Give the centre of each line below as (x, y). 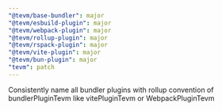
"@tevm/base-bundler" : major (56, 15)
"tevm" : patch (32, 67)
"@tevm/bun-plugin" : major (53, 60)
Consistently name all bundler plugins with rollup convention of (111, 90)
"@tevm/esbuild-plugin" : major (60, 23)
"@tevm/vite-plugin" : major (55, 52)
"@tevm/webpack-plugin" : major (60, 30)
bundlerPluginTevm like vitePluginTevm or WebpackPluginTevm (111, 98)
